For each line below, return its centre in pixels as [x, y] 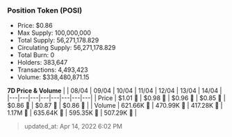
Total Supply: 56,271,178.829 [58, 40]
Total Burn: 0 [35, 55]
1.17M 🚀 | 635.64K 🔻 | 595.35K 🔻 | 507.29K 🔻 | [72, 113]
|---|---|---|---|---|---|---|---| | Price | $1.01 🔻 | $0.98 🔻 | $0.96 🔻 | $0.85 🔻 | [116, 98]
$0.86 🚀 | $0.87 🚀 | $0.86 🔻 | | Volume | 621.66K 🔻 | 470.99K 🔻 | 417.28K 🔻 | [115, 106]
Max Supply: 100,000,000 [54, 33]
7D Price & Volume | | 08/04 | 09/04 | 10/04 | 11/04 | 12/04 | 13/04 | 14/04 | [115, 91]
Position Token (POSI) [45, 10]
